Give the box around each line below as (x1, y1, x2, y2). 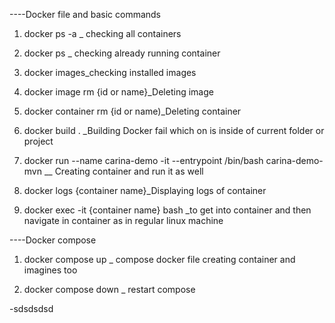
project (23, 135, 54, 147)
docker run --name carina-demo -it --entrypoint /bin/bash (23, 155, 264, 166)
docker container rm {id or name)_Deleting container (23, 105, 242, 117)
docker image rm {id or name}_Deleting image (23, 86, 214, 98)
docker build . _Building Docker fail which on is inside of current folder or (23, 125, 325, 136)
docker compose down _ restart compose (23, 284, 196, 295)
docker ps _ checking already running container (23, 47, 221, 59)
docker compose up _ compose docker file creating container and (23, 254, 296, 265)
